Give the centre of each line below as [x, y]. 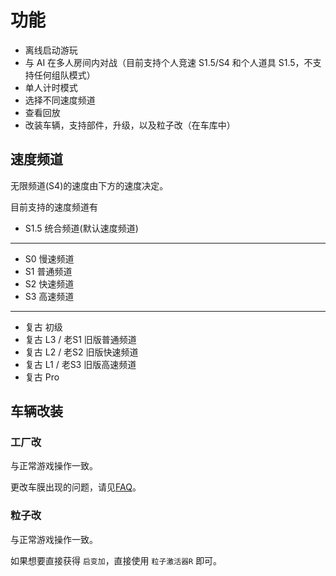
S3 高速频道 [49, 296]
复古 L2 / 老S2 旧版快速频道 [81, 352]
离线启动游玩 [51, 50]
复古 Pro [42, 377]
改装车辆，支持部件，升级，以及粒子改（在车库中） [130, 125]
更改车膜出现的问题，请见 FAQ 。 [76, 487]
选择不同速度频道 [60, 100]
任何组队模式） [64, 75]
